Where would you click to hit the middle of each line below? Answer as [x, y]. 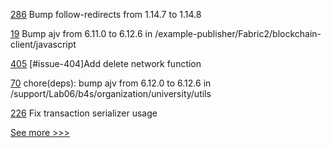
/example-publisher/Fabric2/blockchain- [238, 33]
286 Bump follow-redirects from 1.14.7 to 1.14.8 [106, 14]
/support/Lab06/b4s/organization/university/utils [111, 93]
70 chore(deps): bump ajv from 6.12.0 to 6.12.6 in [111, 83]
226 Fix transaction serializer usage [84, 113]
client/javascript [43, 44]
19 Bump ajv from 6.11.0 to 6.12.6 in [81, 33]
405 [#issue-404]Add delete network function [106, 63]
